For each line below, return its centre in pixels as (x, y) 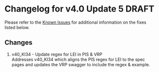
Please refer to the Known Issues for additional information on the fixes (75, 22)
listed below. (17, 27)
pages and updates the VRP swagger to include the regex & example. (81, 64)
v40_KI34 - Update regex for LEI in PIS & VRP (57, 54)
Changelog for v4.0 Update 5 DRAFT (79, 9)
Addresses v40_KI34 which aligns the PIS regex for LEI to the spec (78, 59)
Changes (18, 43)
